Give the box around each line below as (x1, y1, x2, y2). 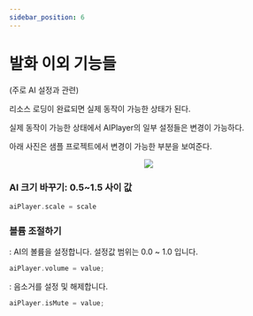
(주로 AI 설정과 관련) (9, 85, 80, 95)
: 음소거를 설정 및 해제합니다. (9, 281, 109, 291)
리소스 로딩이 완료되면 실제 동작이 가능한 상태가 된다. (9, 103, 191, 114)
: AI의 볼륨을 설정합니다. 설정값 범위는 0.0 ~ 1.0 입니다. (9, 246, 199, 257)
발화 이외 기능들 (9, 54, 117, 73)
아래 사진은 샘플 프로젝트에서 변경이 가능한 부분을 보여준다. (9, 140, 212, 151)
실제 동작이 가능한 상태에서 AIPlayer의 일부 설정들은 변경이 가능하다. (9, 122, 245, 132)
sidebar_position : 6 (9, 12, 86, 22)
